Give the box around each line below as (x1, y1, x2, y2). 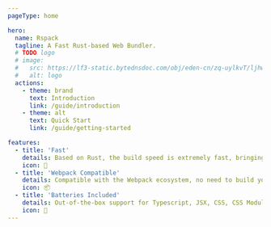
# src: (15, 64, 44, 73)
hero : (7, 26, 26, 35)
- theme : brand (22, 86, 74, 95)
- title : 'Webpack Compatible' (15, 169, 121, 177)
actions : (15, 78, 44, 87)
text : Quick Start (28, 116, 91, 125)
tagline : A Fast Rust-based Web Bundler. (15, 41, 157, 49)
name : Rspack (15, 34, 59, 42)
